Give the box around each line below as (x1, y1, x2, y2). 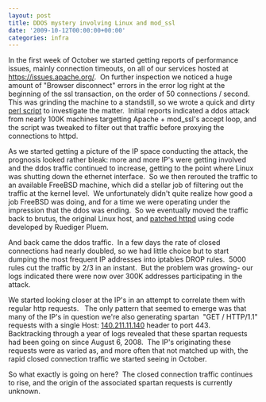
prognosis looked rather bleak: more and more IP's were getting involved (8, 155, 247, 165)
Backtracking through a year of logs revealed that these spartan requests (8, 329, 248, 339)
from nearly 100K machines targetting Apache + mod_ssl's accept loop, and (8, 114, 256, 124)
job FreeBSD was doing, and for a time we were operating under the (8, 197, 231, 207)
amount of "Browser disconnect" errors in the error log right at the (8, 81, 226, 90)
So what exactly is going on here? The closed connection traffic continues (8, 369, 253, 379)
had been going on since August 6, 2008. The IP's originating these (8, 338, 232, 347)
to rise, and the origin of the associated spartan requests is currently (8, 378, 233, 388)
